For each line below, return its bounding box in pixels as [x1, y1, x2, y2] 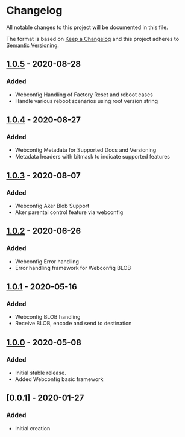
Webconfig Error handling [14, 257, 80, 265]
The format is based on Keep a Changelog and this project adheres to [6, 35, 180, 42]
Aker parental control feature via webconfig [14, 209, 124, 216]
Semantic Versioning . [6, 42, 59, 49]
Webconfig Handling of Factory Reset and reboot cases [14, 91, 154, 98]
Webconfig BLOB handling [14, 313, 81, 321]
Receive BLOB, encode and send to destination [14, 320, 132, 327]
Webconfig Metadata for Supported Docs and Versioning [14, 146, 157, 154]
